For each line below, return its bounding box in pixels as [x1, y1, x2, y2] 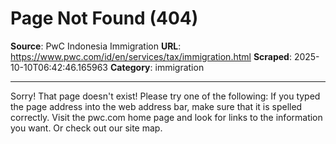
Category [109, 61, 151, 73]
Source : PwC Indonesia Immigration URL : [10, 40, 182, 52]
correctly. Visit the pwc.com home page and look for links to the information [10, 111, 323, 123]
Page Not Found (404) [10, 7, 199, 30]
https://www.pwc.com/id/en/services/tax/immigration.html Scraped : [10, 50, 292, 62]
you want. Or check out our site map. [10, 122, 163, 134]
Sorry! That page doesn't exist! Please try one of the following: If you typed [10, 90, 321, 102]
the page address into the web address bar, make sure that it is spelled [10, 100, 303, 112]
